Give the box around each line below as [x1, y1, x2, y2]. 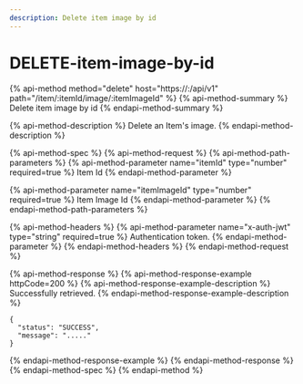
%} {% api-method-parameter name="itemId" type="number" [54, 157, 288, 168]
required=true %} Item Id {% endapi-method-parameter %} [9, 166, 232, 178]
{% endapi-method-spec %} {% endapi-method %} [9, 364, 204, 375]
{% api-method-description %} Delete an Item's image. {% [9, 119, 230, 130]
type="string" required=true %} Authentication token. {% [9, 231, 224, 242]
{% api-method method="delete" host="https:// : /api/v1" [9, 83, 219, 94]
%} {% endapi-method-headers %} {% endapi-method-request [49, 241, 289, 252]
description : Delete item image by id [9, 13, 157, 23]
